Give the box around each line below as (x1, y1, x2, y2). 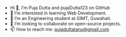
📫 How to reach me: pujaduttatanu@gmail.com (10, 26, 110, 32)
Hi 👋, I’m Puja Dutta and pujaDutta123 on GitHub (10, 5, 110, 10)
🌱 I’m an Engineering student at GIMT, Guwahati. (10, 15, 111, 21)
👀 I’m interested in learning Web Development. (10, 10, 107, 16)
